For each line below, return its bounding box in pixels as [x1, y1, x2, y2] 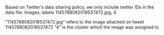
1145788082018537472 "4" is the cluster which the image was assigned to [5, 24, 159, 30]
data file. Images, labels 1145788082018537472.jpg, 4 [5, 9, 116, 15]
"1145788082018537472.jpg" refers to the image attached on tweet [5, 19, 144, 25]
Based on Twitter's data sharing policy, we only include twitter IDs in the [5, 4, 154, 10]
